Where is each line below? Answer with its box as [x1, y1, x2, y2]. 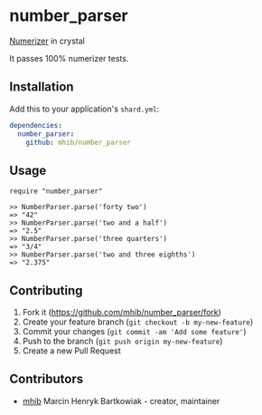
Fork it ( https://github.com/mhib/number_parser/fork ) [22, 307, 221, 317]
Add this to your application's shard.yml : [9, 103, 160, 114]
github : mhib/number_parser [25, 138, 131, 147]
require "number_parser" [9, 187, 103, 196]
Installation [9, 79, 74, 95]
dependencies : [9, 121, 63, 130]
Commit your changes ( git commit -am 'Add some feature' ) [22, 326, 247, 336]
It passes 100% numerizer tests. [9, 53, 129, 63]
